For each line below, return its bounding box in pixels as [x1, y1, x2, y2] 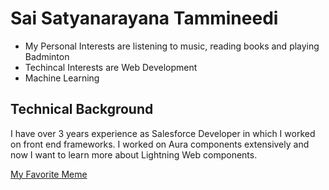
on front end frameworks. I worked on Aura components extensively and [10, 138, 310, 150]
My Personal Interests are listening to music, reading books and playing [24, 40, 320, 52]
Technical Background [10, 101, 154, 118]
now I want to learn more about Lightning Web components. [10, 148, 258, 161]
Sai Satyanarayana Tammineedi [10, 7, 279, 30]
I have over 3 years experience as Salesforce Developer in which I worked [10, 127, 316, 139]
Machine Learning [24, 72, 100, 84]
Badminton [24, 50, 70, 62]
